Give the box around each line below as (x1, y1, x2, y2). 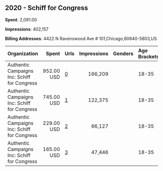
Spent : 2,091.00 (5, 17, 37, 22)
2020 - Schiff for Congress (5, 4, 88, 12)
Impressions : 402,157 (5, 26, 49, 32)
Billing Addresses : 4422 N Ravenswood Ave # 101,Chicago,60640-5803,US (5, 35, 157, 41)
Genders (113, 50, 133, 57)
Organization (7, 50, 38, 57)
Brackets (138, 53, 159, 60)
